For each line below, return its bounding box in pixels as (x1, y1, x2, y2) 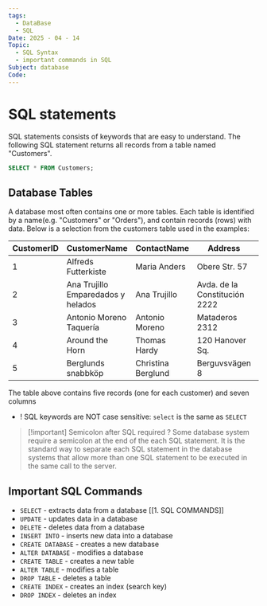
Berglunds (66, 358, 105, 369)
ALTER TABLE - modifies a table (19, 565, 119, 574)
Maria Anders (135, 261, 186, 272)
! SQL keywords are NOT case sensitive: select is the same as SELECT (19, 412, 247, 422)
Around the (66, 335, 109, 346)
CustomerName (66, 243, 129, 254)
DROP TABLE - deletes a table (19, 573, 111, 583)
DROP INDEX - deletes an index (19, 590, 117, 600)
